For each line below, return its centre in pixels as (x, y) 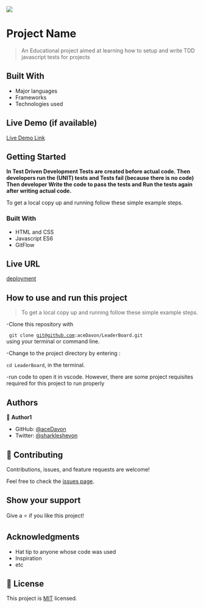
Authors (22, 402)
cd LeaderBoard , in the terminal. (46, 365)
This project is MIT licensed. (42, 598)
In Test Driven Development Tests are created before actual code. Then (98, 171)
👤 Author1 (19, 417)
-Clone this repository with (40, 324)
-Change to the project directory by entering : (63, 353)
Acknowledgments (43, 537)
